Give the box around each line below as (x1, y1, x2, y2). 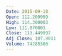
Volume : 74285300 (6, 41, 49, 47)
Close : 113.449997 (6, 30, 51, 36)
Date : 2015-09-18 (6, 8, 49, 15)
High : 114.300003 (6, 19, 49, 25)
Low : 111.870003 (6, 24, 46, 31)
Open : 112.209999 (6, 14, 49, 20)
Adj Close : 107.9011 (6, 36, 57, 41)
